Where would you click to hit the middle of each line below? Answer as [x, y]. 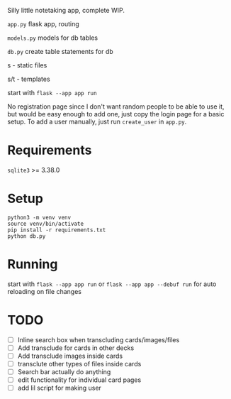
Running [33, 264]
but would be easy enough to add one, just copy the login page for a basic [116, 114]
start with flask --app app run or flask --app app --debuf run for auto [112, 284]
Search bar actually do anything [64, 372]
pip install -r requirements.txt [57, 230]
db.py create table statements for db [60, 51]
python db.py [27, 236]
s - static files [27, 65]
